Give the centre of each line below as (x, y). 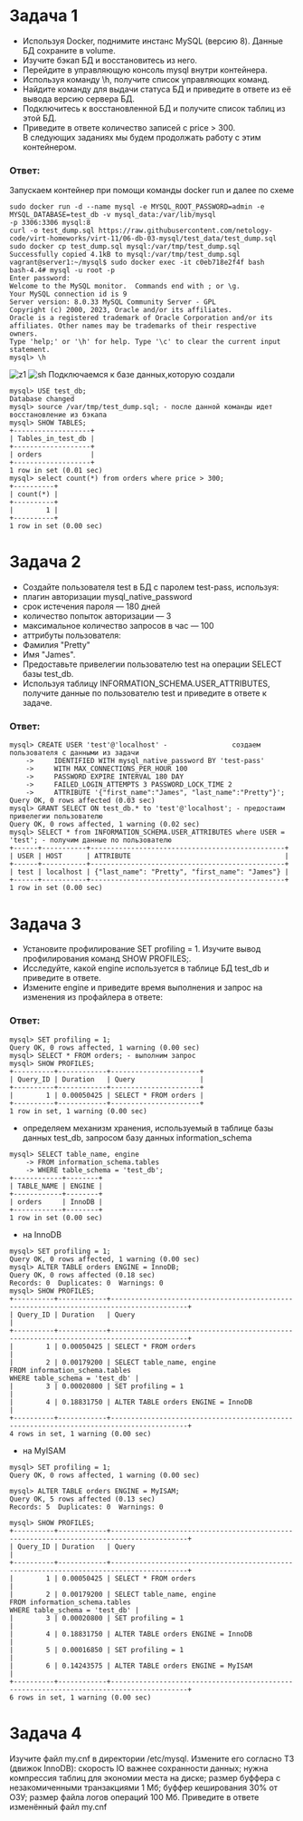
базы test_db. (48, 674)
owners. (24, 334)
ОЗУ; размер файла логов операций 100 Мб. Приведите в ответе (134, 1797)
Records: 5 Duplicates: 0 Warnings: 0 (87, 1507)
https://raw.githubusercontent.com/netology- (185, 231)
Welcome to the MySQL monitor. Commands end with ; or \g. (125, 287)
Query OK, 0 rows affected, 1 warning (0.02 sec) (105, 825)
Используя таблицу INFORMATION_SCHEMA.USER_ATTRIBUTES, (146, 684)
